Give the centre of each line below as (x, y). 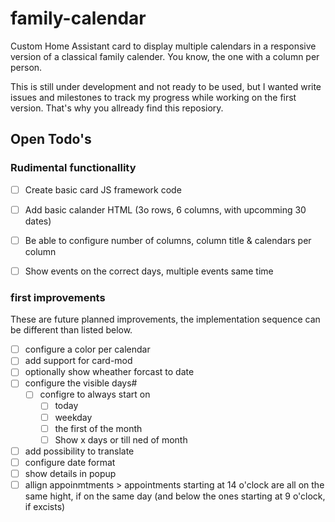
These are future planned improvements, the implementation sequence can (165, 319)
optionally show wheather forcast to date (109, 372)
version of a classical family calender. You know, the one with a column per (165, 56)
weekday (73, 417)
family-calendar (78, 18)
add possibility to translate (79, 451)
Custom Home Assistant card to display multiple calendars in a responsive (163, 46)
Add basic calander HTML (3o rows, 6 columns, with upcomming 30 (165, 209)
